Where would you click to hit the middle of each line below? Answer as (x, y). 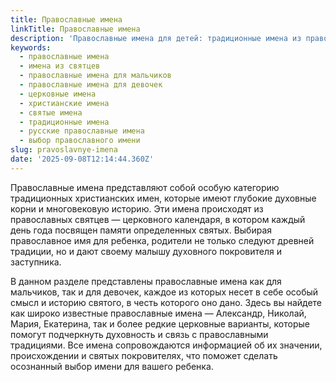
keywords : (31, 47)
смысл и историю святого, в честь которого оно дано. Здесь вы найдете (166, 302)
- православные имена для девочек (91, 85)
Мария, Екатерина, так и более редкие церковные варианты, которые (160, 323)
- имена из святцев (60, 66)
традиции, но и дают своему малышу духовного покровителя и (146, 251)
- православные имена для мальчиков (95, 76)
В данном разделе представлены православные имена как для (146, 281)
